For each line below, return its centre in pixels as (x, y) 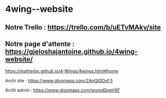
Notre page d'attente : (40, 44)
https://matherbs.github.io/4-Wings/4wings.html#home (62, 71)
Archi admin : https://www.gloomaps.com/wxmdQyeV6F (63, 90)
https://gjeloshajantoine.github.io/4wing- (71, 51)
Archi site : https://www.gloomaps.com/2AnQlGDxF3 (59, 81)
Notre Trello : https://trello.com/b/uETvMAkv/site (83, 27)
